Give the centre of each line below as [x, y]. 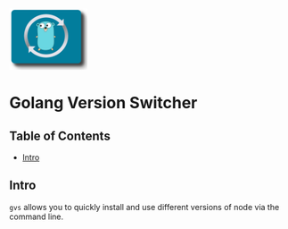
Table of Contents [60, 136]
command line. [37, 216]
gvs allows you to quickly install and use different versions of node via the [144, 207]
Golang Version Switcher [103, 103]
